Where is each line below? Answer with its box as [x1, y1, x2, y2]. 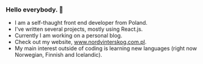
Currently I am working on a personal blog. [14, 32, 123, 39]
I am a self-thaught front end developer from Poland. [14, 19, 148, 27]
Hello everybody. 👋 [6, 5, 64, 14]
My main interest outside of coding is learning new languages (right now [14, 45, 197, 52]
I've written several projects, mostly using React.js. [14, 25, 143, 33]
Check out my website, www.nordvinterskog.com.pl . [14, 39, 147, 46]
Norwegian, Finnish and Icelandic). [14, 51, 102, 59]
